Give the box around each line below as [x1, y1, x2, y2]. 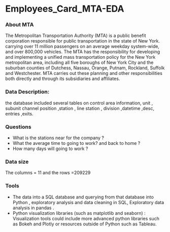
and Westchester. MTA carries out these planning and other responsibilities [5, 70, 162, 76]
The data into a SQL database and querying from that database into [12, 194, 154, 200]
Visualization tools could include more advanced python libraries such [12, 215, 160, 221]
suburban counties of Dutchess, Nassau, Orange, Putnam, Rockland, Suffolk [5, 65, 165, 71]
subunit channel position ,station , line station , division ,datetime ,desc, [5, 105, 155, 111]
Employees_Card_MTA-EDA [5, 3, 124, 15]
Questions [5, 123, 31, 130]
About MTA [5, 21, 34, 28]
